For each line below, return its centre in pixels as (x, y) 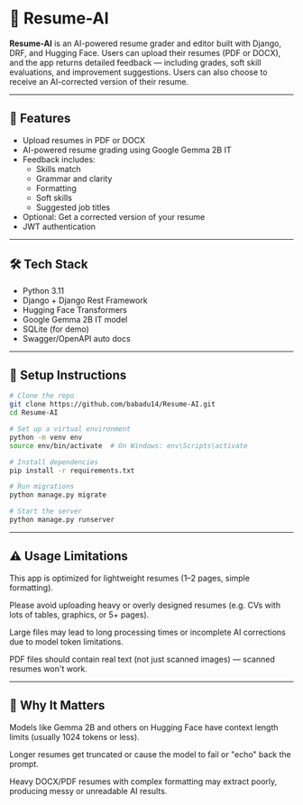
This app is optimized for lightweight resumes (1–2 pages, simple (130, 578)
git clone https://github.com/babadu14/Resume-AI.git (113, 405)
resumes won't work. (49, 668)
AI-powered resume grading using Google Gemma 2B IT (127, 150)
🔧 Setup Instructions (68, 375)
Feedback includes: (59, 159)
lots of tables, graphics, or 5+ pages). (79, 614)
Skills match (58, 169)
